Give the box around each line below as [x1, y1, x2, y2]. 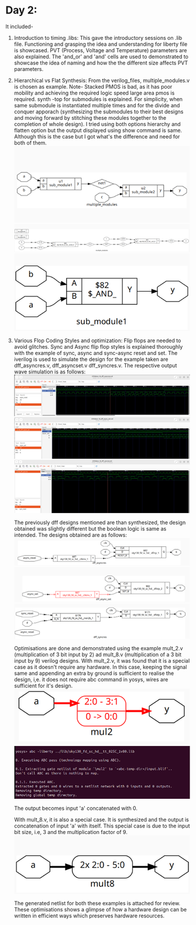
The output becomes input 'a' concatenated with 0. [13, 805, 138, 812]
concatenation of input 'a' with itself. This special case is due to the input [13, 822, 191, 829]
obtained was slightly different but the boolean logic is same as [13, 525, 167, 532]
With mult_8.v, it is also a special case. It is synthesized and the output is [13, 816, 190, 823]
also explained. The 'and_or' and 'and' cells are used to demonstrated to [13, 53, 188, 60]
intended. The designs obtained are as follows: [13, 531, 127, 538]
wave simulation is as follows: [13, 368, 86, 376]
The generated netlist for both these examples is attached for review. [13, 899, 181, 907]
